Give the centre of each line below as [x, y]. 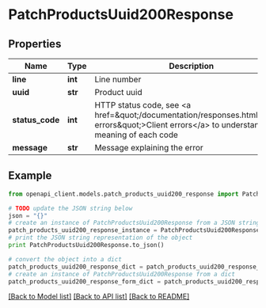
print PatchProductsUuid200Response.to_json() [86, 245]
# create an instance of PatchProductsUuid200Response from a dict [122, 274]
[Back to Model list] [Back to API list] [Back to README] [99, 297]
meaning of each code [136, 135]
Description [192, 66]
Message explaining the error [149, 148]
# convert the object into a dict [65, 259]
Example [30, 176]
